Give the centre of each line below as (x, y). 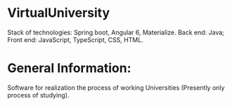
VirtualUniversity (59, 13)
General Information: (69, 68)
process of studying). (38, 95)
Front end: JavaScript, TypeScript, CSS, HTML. (76, 39)
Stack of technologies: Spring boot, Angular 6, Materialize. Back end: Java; (116, 32)
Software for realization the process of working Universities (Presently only (116, 87)
